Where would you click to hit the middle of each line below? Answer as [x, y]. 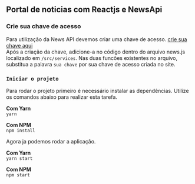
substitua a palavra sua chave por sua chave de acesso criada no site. [91, 64]
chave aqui [19, 45]
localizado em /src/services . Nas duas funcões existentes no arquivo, [92, 58]
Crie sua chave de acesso [44, 26]
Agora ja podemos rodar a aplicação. [51, 141]
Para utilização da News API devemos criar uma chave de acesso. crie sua [97, 39]
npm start [18, 175]
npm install [21, 131]
